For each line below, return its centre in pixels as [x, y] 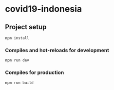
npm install [17, 38]
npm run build [19, 83]
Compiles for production [35, 72]
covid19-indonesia [43, 9]
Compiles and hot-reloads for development [57, 50]
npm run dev [17, 60]
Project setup [26, 27]
